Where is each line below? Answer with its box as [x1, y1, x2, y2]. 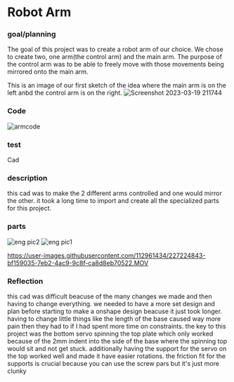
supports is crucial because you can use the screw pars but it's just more [7, 359, 220, 367]
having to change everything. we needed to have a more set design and [7, 299, 216, 308]
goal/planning [7, 29, 56, 39]
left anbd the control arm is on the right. [7, 88, 123, 97]
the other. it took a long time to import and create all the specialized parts [7, 197, 219, 205]
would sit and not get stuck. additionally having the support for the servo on [7, 344, 227, 353]
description [7, 173, 48, 183]
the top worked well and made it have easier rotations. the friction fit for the [7, 352, 226, 360]
